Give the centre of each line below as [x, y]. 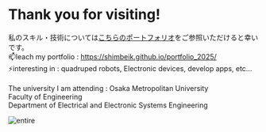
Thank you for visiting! [85, 15]
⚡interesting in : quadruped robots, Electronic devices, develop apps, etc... [130, 68]
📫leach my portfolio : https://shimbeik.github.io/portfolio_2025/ [112, 56]
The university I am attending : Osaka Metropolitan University [108, 88]
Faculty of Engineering [45, 96]
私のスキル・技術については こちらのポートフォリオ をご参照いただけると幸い [133, 37]
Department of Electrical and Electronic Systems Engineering [108, 105]
